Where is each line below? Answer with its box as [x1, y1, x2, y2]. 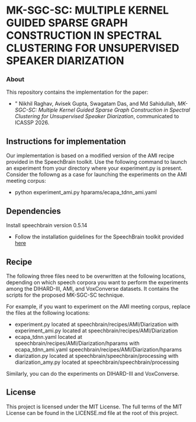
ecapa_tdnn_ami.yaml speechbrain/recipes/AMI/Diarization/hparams [14, 345, 182, 353]
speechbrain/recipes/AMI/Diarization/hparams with [14, 339, 140, 347]
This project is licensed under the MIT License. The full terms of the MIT [6, 403, 182, 410]
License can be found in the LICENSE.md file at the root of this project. [6, 409, 179, 416]
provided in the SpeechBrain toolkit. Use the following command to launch [6, 158, 188, 166]
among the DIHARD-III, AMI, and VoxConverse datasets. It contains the [6, 285, 179, 292]
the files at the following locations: [6, 309, 90, 316]
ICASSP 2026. [14, 119, 50, 126]
